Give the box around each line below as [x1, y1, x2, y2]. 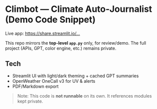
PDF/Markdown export [12, 83, 59, 89]
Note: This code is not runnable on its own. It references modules [17, 93, 152, 99]
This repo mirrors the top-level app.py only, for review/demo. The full [5, 40, 146, 46]
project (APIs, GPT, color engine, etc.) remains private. [5, 45, 116, 51]
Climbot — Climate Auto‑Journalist [5, 3, 153, 15]
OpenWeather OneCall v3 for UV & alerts [12, 78, 96, 84]
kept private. [17, 98, 44, 104]
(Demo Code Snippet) [5, 14, 96, 25]
